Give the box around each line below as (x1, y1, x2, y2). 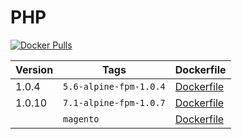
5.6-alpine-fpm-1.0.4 (63, 81, 166, 92)
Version (15, 62, 54, 76)
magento (63, 113, 100, 125)
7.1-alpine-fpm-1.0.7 (63, 97, 166, 108)
